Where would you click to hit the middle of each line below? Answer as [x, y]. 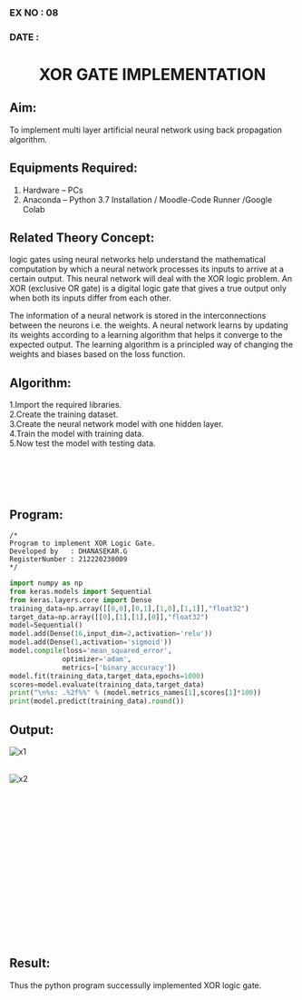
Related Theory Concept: [82, 238]
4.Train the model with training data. [77, 434]
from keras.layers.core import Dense [81, 600]
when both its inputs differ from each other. [91, 298]
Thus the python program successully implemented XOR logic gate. [136, 985]
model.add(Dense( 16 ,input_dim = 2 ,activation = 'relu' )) [111, 634]
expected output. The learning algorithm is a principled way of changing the [151, 345]
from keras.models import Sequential [81, 591]
